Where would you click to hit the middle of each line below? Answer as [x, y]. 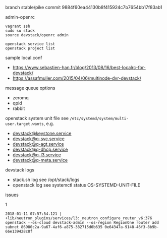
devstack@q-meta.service [40, 160]
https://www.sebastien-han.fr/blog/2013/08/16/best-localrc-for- [79, 67]
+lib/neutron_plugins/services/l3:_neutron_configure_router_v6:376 [79, 218]
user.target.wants [24, 124]
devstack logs [20, 170]
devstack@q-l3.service [37, 155]
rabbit [19, 108]
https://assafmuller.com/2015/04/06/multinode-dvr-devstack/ [77, 78]
